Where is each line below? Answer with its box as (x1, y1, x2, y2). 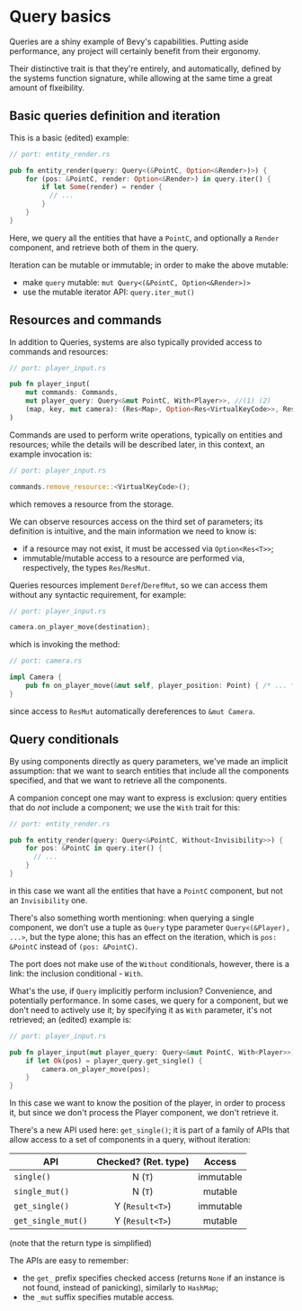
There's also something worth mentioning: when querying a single (9, 912, 254, 923)
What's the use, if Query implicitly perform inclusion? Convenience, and (9, 985, 272, 996)
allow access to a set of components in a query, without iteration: (9, 1135, 251, 1145)
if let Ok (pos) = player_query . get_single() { (25, 1056, 203, 1065)
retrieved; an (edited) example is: (9, 1014, 132, 1025)
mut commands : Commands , (25, 388, 119, 397)
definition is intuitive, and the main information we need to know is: (9, 525, 257, 537)
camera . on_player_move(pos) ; (41, 1064, 151, 1073)
